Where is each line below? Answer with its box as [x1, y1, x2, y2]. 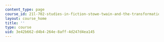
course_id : [5, 12, 27, 16]
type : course [5, 25, 32, 30]
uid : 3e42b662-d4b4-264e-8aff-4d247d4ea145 [5, 29, 95, 34]
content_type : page [5, 7, 45, 12]
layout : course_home [5, 16, 47, 21]
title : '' [5, 20, 25, 26]
